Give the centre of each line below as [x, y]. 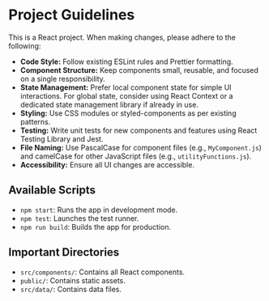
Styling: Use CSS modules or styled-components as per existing [128, 113]
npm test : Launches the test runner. [79, 218]
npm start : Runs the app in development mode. [99, 210]
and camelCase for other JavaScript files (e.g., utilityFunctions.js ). [136, 156]
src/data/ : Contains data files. [71, 289]
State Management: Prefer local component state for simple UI [126, 87]
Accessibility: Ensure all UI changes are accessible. [107, 164]
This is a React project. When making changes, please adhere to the [122, 37]
